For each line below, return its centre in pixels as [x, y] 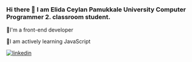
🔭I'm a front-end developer [40, 30]
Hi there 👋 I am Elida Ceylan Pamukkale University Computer [96, 10]
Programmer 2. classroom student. [58, 17]
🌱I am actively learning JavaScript [48, 42]
